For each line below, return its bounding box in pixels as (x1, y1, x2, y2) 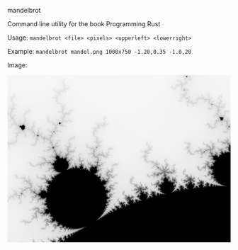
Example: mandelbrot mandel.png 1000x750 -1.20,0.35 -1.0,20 (7, 47, 192, 55)
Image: (7, 61, 28, 69)
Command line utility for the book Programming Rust (7, 20, 161, 28)
